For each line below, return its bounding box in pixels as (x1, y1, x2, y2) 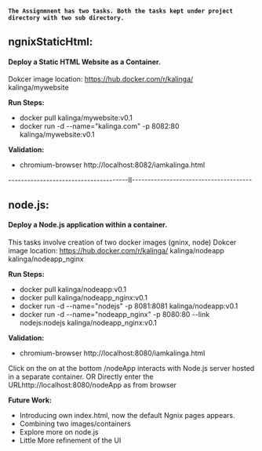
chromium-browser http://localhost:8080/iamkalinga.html (19, 348, 206, 358)
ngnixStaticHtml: (8, 35, 93, 48)
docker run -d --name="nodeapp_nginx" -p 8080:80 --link (19, 309, 210, 318)
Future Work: (8, 395, 53, 405)
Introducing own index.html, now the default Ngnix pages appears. (19, 410, 235, 420)
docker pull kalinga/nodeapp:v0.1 (19, 284, 127, 294)
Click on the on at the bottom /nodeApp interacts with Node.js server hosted (8, 363, 255, 373)
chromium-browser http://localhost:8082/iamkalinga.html (19, 160, 206, 169)
